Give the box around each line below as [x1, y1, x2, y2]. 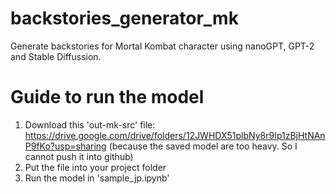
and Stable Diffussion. [10, 50, 102, 62]
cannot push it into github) [24, 150, 134, 162]
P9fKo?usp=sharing [24, 140, 107, 152]
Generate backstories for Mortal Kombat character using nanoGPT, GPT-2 [10, 40, 315, 52]
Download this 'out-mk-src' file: [24, 118, 156, 131]
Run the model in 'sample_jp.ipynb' [24, 172, 170, 184]
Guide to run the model [10, 86, 205, 109]
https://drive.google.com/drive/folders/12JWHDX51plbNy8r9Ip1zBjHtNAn [24, 129, 326, 141]
